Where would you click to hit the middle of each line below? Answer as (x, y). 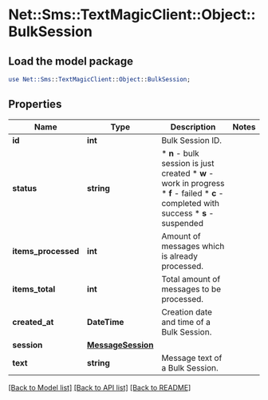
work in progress (193, 183)
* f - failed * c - (193, 193)
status (25, 188)
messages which (193, 246)
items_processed (46, 251)
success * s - (188, 213)
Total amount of (191, 279)
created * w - (187, 173)
